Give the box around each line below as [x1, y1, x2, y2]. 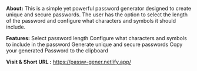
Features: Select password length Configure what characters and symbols [6, 35, 187, 41]
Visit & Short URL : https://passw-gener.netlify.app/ [6, 58, 131, 65]
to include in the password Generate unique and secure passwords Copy [6, 41, 183, 48]
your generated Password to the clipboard [6, 47, 109, 54]
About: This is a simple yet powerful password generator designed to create [6, 5, 192, 12]
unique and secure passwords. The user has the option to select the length [6, 11, 188, 18]
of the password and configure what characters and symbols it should [6, 17, 176, 24]
